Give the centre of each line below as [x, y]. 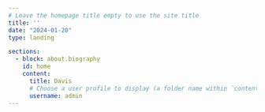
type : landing [32, 37]
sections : [24, 52]
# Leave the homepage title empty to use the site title [104, 15]
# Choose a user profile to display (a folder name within [128, 88]
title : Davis [50, 81]
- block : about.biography [58, 59]
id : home [37, 67]
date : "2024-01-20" [40, 30]
